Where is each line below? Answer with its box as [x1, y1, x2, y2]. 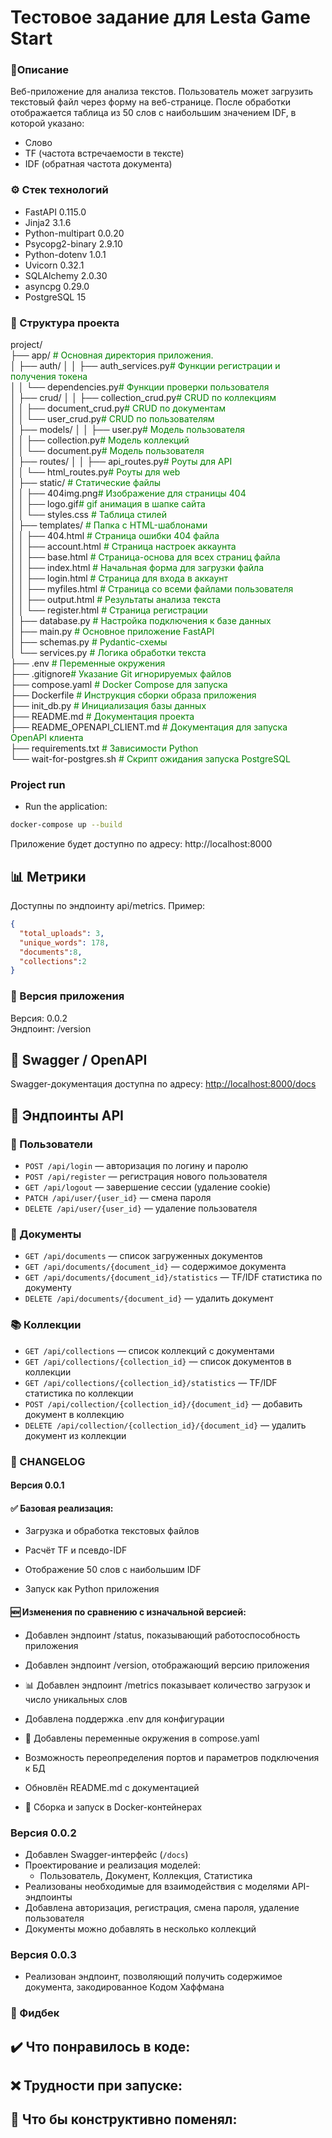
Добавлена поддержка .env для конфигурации [24, 1712, 225, 1725]
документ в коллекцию [24, 1408, 125, 1420]
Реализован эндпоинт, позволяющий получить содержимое [24, 1971, 283, 1983]
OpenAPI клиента [10, 732, 84, 744]
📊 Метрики [10, 868, 87, 885]
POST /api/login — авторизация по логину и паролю [24, 1160, 249, 1172]
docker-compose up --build [10, 820, 123, 830]
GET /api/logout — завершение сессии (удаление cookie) [24, 1181, 272, 1193]
